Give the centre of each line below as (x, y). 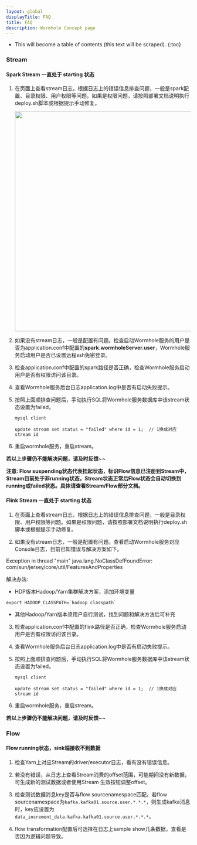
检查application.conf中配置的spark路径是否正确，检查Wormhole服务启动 (102, 367)
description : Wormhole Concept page (51, 28)
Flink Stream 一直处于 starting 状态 (49, 500)
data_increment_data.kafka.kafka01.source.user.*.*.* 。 (84, 816)
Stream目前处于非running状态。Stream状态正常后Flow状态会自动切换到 (94, 479)
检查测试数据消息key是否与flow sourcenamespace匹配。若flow (91, 794)
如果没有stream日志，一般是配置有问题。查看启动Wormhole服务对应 (97, 541)
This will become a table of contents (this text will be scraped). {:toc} (98, 45)
